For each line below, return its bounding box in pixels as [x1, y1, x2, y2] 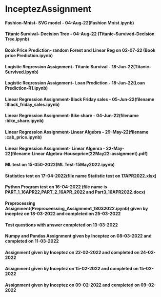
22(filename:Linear [5, 150, 45, 157]
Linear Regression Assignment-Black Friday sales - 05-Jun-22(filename [5, 96, 155, 102]
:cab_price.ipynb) [5, 134, 42, 140]
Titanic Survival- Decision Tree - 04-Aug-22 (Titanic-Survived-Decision [5, 31, 155, 37]
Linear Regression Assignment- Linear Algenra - [5, 145, 105, 151]
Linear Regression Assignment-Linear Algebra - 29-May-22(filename [5, 129, 149, 135]
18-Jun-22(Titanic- [111, 63, 151, 69]
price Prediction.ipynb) [5, 52, 53, 58]
